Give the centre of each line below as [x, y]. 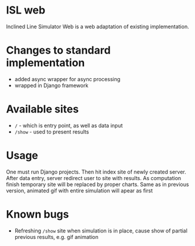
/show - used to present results [52, 132]
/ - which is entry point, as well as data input [69, 125]
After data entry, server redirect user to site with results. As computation [94, 178]
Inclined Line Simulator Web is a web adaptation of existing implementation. [97, 26]
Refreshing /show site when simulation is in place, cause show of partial [101, 231]
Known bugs [38, 214]
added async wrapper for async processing [67, 79]
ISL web [26, 10]
